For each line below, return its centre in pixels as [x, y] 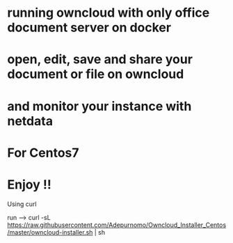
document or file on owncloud [96, 74]
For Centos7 [43, 153]
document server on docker [89, 28]
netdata [30, 121]
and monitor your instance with [99, 106]
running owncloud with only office [109, 13]
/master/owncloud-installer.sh [50, 232]
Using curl [22, 204]
